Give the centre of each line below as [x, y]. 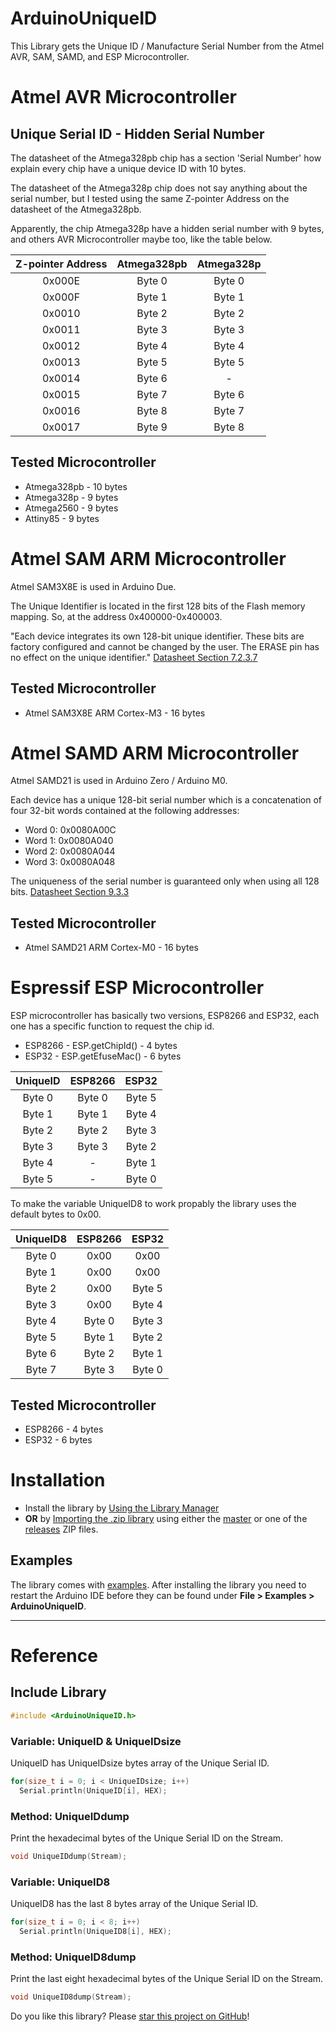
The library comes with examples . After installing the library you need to [158, 1584]
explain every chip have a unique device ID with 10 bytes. [128, 168]
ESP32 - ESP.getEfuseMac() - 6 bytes [103, 1056]
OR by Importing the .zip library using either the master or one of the [166, 1518]
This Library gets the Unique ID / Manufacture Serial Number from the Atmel [167, 46]
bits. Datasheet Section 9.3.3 [70, 892]
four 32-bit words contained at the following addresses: [125, 811]
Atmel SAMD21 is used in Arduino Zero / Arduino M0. [119, 781]
